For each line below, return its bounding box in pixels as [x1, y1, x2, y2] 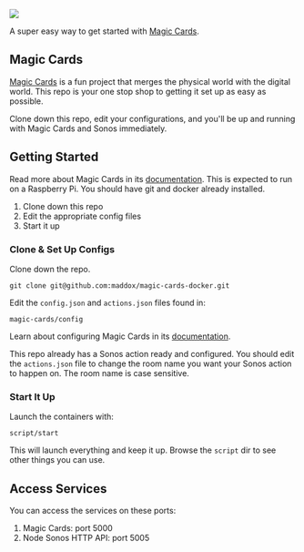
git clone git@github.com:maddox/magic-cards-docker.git [9, 281, 230, 291]
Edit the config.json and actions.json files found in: [9, 297, 207, 308]
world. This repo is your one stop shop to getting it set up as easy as [9, 86, 267, 97]
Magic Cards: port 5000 [22, 523, 114, 534]
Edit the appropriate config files [22, 210, 142, 221]
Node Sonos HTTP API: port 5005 [22, 533, 150, 544]
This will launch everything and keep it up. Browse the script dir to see [9, 445, 277, 455]
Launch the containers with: [9, 411, 114, 423]
